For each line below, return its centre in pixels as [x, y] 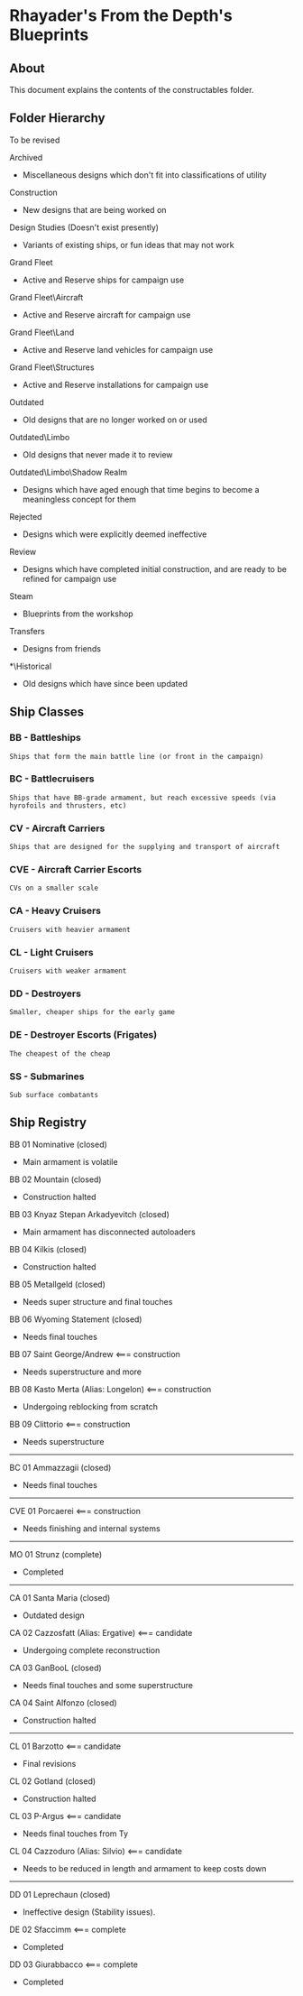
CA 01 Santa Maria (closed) [60, 1597]
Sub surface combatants [54, 1095]
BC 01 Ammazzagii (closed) [60, 1467]
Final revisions [49, 1763]
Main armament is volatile [70, 1161]
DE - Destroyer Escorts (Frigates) [83, 1035]
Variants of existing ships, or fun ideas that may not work [128, 245]
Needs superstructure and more [82, 1372]
